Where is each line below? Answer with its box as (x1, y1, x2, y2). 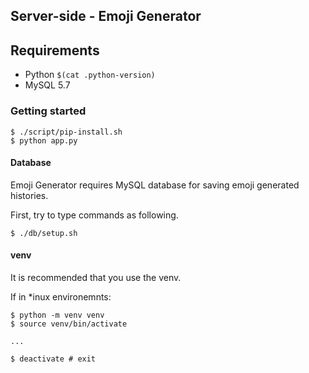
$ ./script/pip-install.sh (10, 127, 123, 137)
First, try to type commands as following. (10, 209, 179, 221)
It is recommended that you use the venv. (10, 271, 182, 283)
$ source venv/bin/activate (10, 319, 128, 329)
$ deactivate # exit (10, 354, 97, 364)
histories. (10, 189, 49, 201)
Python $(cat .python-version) (24, 69, 156, 81)
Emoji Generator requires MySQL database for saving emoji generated (10, 179, 300, 191)
